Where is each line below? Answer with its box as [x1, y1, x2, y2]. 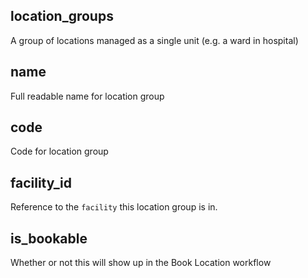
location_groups [10, 8, 114, 25]
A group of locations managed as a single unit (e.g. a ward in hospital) [10, 34, 299, 46]
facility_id [10, 174, 72, 191]
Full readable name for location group [10, 90, 165, 102]
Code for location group [10, 145, 109, 158]
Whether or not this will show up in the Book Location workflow [10, 257, 272, 269]
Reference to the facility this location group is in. [10, 201, 218, 213]
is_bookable [10, 230, 88, 247]
